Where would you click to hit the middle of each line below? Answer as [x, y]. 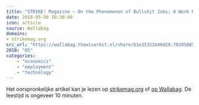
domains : [17, 34]
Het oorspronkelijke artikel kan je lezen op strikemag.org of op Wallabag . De [99, 89]
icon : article [24, 23]
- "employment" [36, 67]
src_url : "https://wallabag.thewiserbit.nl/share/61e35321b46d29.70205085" [102, 45]
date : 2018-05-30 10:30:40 [39, 17]
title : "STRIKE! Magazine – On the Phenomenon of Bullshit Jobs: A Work [98, 12]
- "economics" [34, 61]
